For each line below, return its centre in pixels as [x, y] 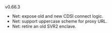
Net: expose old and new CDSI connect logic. [57, 16]
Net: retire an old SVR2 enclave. [44, 26]
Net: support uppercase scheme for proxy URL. [60, 21]
